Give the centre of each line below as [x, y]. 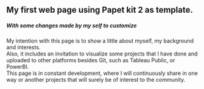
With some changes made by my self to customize [72, 25]
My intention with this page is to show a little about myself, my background [100, 41]
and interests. [23, 48]
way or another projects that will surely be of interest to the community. [96, 80]
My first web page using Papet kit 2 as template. [100, 10]
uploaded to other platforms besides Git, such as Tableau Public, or [91, 60]
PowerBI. [18, 67]
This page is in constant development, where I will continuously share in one [102, 73]
